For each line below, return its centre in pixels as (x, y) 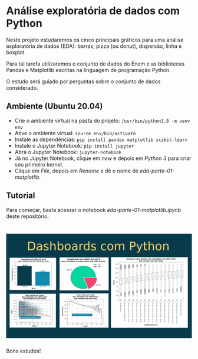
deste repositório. (27, 216)
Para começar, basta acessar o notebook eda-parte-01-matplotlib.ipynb (94, 210)
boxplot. (16, 52)
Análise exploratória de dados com (93, 11)
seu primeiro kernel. (39, 164)
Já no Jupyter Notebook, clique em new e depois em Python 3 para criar (103, 158)
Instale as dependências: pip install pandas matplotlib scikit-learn (101, 139)
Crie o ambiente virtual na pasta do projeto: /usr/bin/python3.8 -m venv (102, 120)
